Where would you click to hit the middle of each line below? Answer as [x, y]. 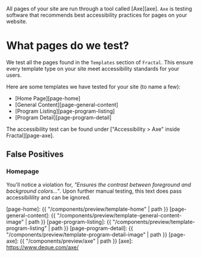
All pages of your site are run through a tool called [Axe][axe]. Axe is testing [99, 9]
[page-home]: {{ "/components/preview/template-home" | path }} [87, 209]
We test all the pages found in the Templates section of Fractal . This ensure [100, 62]
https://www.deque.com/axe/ [43, 247]
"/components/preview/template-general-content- [119, 215]
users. [14, 75]
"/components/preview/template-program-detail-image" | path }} [87, 234]
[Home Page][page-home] [48, 98]
